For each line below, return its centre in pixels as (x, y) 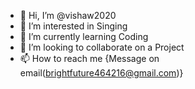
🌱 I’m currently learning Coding (84, 36)
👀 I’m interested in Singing (73, 26)
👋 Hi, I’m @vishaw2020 (68, 15)
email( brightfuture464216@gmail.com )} (101, 73)
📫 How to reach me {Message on (89, 58)
